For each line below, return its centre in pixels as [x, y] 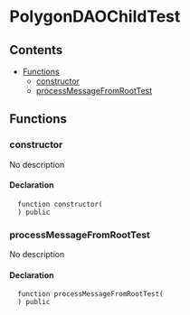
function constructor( [60, 204]
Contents [36, 50]
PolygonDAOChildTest [95, 17]
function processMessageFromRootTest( [91, 294]
